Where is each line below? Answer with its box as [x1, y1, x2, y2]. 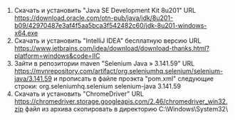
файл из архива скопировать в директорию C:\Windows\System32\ [24, 105, 229, 113]
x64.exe [14, 29, 38, 37]
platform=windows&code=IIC [14, 51, 100, 60]
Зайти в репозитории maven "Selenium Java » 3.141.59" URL [14, 59, 195, 67]
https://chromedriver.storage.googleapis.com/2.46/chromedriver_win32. [14, 97, 228, 106]
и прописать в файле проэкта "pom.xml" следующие [53, 74, 214, 83]
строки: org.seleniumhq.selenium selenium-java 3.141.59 [14, 82, 182, 90]
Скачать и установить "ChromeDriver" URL [14, 89, 145, 98]
